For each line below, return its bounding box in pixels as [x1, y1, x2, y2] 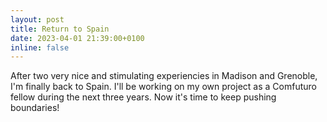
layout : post [10, 14, 65, 25]
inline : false [10, 42, 70, 53]
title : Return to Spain [10, 24, 110, 34]
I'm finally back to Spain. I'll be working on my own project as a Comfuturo [10, 81, 317, 93]
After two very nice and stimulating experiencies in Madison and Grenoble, [10, 70, 318, 82]
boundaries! [10, 102, 60, 114]
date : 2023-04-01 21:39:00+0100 [10, 33, 145, 43]
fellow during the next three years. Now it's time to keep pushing [10, 91, 277, 103]
